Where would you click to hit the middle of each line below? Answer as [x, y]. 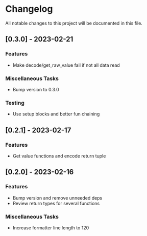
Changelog [29, 9]
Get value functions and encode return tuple [59, 156]
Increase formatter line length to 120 [51, 228]
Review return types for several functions [56, 203]
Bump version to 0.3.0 [36, 89]
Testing [15, 103]
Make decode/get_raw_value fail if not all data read [66, 65]
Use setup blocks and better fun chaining [56, 114]
